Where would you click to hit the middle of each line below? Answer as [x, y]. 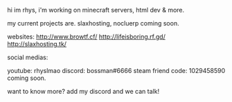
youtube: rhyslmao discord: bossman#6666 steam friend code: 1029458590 [116, 71]
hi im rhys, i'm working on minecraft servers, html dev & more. [96, 10]
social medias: [28, 57]
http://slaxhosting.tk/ [37, 44]
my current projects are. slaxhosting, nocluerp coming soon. [93, 23]
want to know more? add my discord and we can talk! [83, 91]
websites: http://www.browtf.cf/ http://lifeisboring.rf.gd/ [87, 37]
